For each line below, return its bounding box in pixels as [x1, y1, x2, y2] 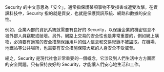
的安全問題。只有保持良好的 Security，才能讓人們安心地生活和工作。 [5, 61, 143, 67]
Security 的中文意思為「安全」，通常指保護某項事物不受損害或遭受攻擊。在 [5, 4, 154, 10]
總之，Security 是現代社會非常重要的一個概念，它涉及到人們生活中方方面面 [5, 55, 156, 61]
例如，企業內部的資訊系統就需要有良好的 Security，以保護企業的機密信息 [5, 27, 151, 33]
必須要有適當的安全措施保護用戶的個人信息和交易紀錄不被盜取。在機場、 [13, 39, 159, 45]
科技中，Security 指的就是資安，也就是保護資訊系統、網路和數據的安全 [9, 10, 151, 16]
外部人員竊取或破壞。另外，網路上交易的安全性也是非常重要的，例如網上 [9, 33, 155, 38]
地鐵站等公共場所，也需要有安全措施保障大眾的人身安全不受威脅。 [5, 45, 138, 51]
